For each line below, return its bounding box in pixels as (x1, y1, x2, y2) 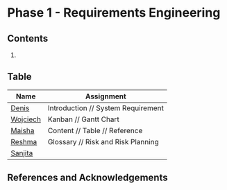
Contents (7, 33, 49, 44)
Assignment (85, 92, 126, 101)
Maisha (10, 126, 35, 135)
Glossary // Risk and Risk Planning (47, 137, 160, 146)
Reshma (10, 137, 37, 146)
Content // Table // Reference (47, 126, 143, 135)
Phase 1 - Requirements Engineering (7, 5, 221, 21)
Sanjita (10, 148, 33, 157)
